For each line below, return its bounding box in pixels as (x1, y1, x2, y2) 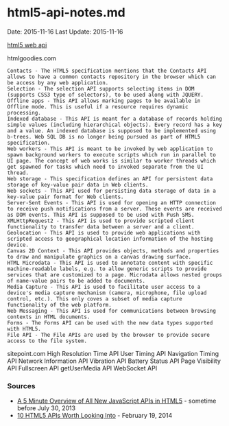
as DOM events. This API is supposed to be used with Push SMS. (7, 211, 195, 218)
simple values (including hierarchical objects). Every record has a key (7, 121, 223, 128)
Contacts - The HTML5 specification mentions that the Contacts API (7, 67, 207, 74)
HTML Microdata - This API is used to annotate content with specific (7, 259, 213, 266)
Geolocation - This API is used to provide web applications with (7, 229, 201, 236)
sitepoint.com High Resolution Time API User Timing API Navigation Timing (7, 349, 219, 357)
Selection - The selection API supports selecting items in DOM (7, 85, 195, 92)
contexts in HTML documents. (7, 313, 91, 320)
